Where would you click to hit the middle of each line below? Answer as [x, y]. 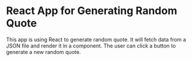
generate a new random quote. [44, 52]
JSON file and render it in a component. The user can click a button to [91, 46]
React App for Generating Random [92, 11]
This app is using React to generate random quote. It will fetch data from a [96, 39]
